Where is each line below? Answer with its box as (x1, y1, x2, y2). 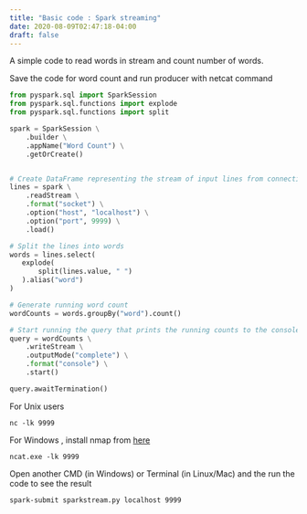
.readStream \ (26, 191, 79, 201)
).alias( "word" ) (21, 276, 84, 285)
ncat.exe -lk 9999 (9, 452, 79, 461)
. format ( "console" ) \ (26, 360, 108, 369)
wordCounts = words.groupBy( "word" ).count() (9, 309, 182, 318)
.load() (26, 225, 55, 234)
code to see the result (9, 477, 92, 488)
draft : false (9, 30, 59, 39)
